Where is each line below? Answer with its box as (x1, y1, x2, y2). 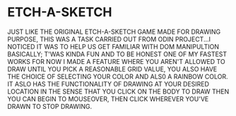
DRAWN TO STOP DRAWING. (7, 102, 93, 110)
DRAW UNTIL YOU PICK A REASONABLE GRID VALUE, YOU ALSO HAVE (7, 65, 218, 73)
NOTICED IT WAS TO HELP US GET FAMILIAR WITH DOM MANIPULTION (7, 42, 219, 51)
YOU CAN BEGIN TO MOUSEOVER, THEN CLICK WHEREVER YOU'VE (7, 94, 209, 103)
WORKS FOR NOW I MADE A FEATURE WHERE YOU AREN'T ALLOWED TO (7, 57, 225, 65)
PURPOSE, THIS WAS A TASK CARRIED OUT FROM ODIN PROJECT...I (7, 34, 211, 43)
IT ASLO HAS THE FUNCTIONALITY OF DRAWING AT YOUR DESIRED (7, 79, 210, 88)
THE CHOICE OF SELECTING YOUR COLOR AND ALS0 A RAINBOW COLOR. (7, 72, 228, 81)
